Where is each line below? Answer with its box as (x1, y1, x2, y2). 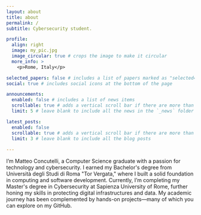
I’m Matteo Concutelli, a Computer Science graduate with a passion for (6, 158, 181, 165)
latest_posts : (6, 119, 42, 125)
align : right (11, 42, 44, 48)
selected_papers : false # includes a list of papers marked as (6, 75, 167, 81)
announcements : (6, 91, 44, 98)
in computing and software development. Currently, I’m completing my (6, 177, 180, 184)
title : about (6, 14, 39, 20)
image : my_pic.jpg (11, 47, 58, 54)
